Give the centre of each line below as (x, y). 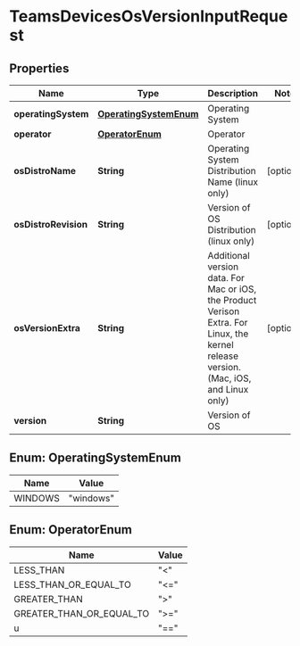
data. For (226, 278)
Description (233, 93)
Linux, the (228, 334)
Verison (224, 311)
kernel (221, 345)
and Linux (228, 389)
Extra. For (228, 323)
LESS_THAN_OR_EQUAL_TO (72, 584)
